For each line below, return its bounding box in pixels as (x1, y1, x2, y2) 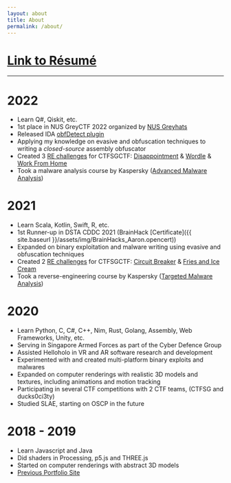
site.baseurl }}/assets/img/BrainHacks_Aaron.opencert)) (16, 236, 177, 244)
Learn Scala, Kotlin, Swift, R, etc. (16, 221, 110, 229)
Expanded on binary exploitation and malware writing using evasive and (16, 243, 221, 251)
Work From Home (16, 159, 67, 167)
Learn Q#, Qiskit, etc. (16, 115, 78, 124)
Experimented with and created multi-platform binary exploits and (16, 356, 204, 364)
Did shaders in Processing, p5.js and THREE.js (16, 454, 148, 462)
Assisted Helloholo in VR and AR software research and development (16, 349, 213, 357)
